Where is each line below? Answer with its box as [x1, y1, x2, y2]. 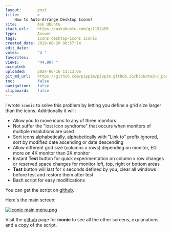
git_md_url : [5, 74, 31, 79]
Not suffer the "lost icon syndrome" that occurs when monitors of [12, 123, 152, 129]
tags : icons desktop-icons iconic [5, 36, 97, 41]
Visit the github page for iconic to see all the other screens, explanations [5, 216, 159, 222]
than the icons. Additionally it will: [5, 108, 76, 114]
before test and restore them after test [12, 171, 94, 177]
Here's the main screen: [5, 197, 56, 203]
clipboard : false [5, 88, 50, 93]
